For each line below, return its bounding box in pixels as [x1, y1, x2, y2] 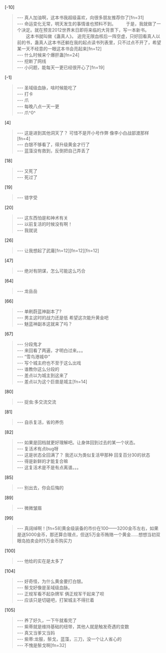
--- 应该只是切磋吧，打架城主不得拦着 [16, 597, 95, 603]
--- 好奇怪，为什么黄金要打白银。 [16, 579, 86, 584]
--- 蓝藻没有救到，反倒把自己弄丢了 [16, 148, 90, 154]
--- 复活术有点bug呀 [16, 446, 59, 451]
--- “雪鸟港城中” [16, 354, 50, 359]
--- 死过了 [16, 174, 38, 180]
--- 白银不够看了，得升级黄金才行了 [16, 142, 90, 147]
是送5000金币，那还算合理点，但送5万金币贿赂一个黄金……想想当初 [16, 532, 157, 537]
